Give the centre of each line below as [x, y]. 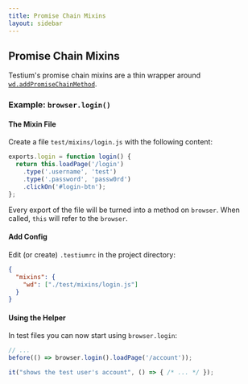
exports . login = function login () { [70, 157]
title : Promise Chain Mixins [57, 16]
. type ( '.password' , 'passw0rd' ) [77, 179]
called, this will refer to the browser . [68, 218]
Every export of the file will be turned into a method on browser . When [124, 210]
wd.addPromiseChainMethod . [53, 84]
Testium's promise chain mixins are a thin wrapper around [105, 75]
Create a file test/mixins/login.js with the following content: [111, 142]
